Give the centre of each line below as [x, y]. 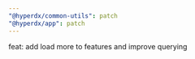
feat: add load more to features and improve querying [98, 46]
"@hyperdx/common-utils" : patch [63, 16]
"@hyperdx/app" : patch [47, 23]
